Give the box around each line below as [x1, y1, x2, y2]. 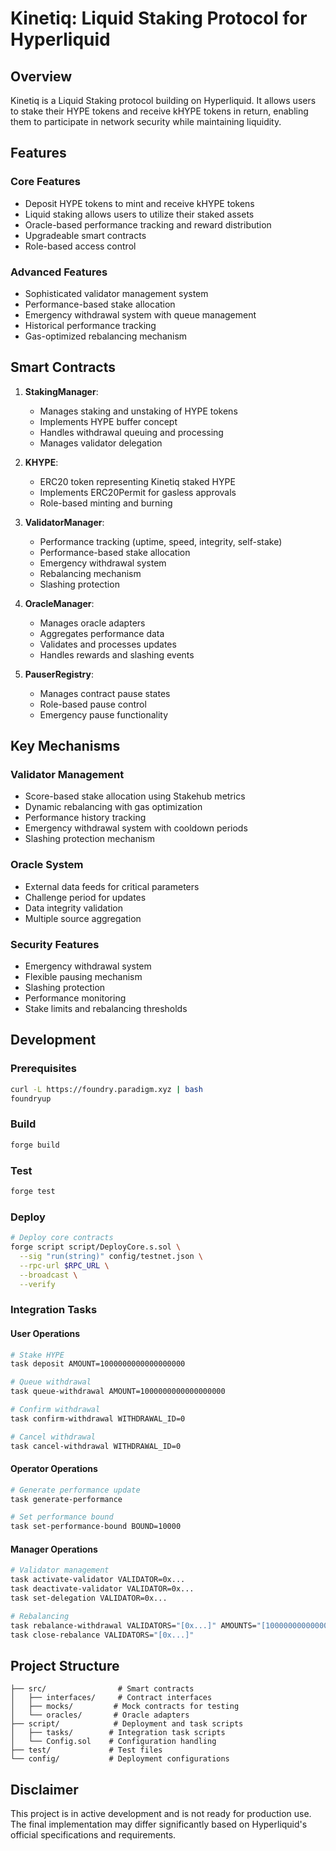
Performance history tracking [24, 812, 147, 824]
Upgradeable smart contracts [24, 229, 147, 241]
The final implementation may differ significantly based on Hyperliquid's [10, 1818, 308, 1831]
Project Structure [10, 1657, 120, 1674]
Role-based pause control [39, 698, 147, 710]
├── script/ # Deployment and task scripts [10, 1719, 244, 1729]
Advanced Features [10, 265, 108, 279]
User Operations [10, 1327, 81, 1339]
